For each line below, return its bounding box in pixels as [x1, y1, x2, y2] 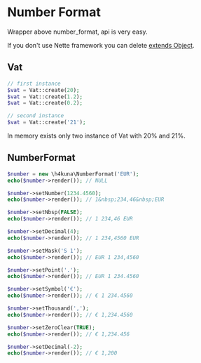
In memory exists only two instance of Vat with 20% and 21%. [7, 131, 186, 140]
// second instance [7, 112, 64, 119]
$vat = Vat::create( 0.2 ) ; [7, 100, 83, 107]
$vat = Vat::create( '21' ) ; [7, 119, 86, 126]
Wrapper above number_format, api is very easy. [7, 27, 148, 36]
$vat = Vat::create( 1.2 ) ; [7, 93, 83, 100]
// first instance [7, 80, 61, 87]
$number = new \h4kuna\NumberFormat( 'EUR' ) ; [7, 170, 139, 178]
